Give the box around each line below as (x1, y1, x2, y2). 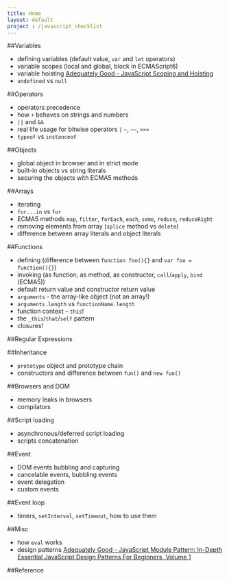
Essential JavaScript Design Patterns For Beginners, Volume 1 (16, 553, 191, 561)
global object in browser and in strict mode (16, 159, 138, 167)
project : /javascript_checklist (7, 23, 103, 30)
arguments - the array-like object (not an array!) (16, 292, 150, 301)
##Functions (7, 243, 43, 251)
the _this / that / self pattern (16, 314, 95, 323)
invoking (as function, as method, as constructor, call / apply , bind (16, 270, 203, 279)
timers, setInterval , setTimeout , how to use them (16, 512, 157, 520)
